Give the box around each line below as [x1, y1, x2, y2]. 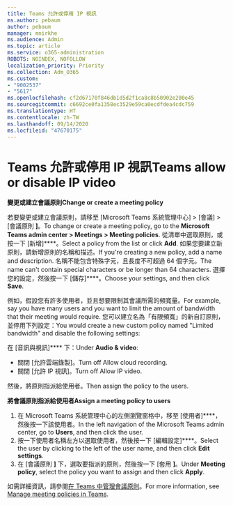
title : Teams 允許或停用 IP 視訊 [7, 10, 97, 17]
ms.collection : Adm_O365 [7, 68, 79, 75]
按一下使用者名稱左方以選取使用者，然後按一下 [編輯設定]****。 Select [17, 437, 219, 445]
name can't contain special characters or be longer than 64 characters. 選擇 [7, 266, 225, 274]
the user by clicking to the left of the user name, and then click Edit [17, 444, 210, 453]
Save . [7, 282, 24, 290]
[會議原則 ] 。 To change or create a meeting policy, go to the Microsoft [7, 222, 210, 230]
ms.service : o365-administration [7, 50, 104, 56]
